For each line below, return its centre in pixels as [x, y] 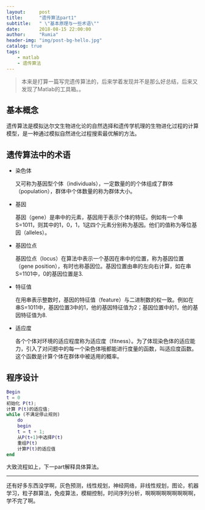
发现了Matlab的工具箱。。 [52, 89]
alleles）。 [38, 232]
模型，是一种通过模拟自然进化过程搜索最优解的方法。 [73, 134]
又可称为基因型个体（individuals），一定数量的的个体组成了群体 [94, 183]
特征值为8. [34, 315]
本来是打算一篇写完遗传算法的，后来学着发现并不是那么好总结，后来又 [110, 81]
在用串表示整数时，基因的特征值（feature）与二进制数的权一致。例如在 [104, 300]
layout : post [28, 12]
